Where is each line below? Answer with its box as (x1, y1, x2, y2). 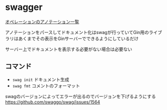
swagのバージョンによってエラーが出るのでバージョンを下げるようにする (5, 93, 156, 99)
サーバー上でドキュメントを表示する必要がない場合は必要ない (5, 46, 132, 52)
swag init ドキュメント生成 (12, 76, 69, 82)
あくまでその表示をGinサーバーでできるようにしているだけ (18, 35, 139, 41)
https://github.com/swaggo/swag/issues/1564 (5, 99, 100, 105)
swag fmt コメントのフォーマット (12, 82, 80, 88)
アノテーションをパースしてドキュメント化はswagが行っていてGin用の (5, 29, 149, 35)
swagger (5, 1, 43, 13)
